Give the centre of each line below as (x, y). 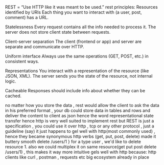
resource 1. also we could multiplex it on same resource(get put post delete (81, 147)
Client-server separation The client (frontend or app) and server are (73, 41)
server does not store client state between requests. (58, 32)
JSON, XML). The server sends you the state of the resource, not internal (79, 76)
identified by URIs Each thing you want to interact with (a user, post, (73, 12)
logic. (11, 81)
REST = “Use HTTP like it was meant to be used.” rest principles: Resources (82, 7)
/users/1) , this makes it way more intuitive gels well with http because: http (81, 152)
